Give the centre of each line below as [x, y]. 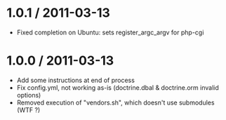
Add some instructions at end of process [75, 80]
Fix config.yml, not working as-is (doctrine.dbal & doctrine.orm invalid [118, 87]
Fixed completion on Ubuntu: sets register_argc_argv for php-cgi [110, 32]
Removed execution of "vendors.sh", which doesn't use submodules [115, 102]
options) [29, 95]
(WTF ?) [28, 109]
